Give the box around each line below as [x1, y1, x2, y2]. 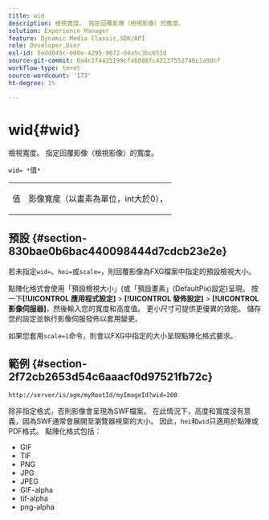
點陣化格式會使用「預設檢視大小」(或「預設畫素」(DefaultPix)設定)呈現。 [8, 284, 250, 293]
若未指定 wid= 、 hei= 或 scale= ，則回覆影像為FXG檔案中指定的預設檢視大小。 [8, 267, 256, 276]
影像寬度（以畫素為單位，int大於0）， [28, 194, 168, 205]
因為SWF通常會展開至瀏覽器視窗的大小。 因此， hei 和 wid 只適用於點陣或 [22, 416, 259, 426]
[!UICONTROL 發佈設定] [124, 294, 204, 304]
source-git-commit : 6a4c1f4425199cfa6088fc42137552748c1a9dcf [8, 57, 221, 65]
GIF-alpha [19, 485, 54, 495]
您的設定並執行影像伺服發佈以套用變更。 [8, 314, 142, 324]
